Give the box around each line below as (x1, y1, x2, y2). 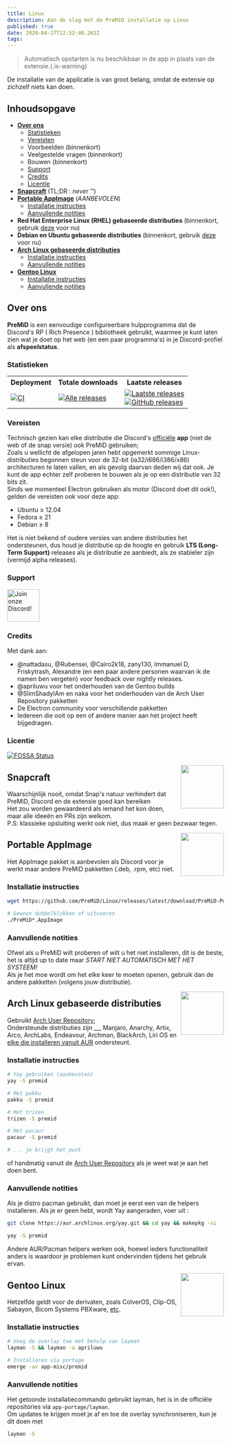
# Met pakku (7, 1089, 41, 1097)
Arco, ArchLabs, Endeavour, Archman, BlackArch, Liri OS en (7, 1031, 177, 1039)
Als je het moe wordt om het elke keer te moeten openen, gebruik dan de (7, 971, 214, 979)
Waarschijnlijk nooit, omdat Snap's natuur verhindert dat (7, 790, 166, 798)
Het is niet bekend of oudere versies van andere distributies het (7, 534, 188, 542)
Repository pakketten (16, 696, 78, 704)
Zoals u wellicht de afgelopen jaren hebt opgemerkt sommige (7, 448, 181, 457)
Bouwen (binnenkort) (27, 157, 87, 166)
